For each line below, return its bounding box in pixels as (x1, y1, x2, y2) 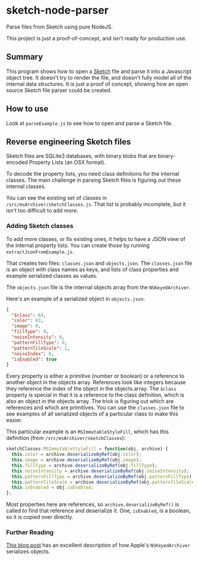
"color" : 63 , (11, 318, 44, 324)
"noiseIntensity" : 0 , (11, 334, 65, 340)
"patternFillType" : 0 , (11, 340, 68, 346)
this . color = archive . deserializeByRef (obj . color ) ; (11, 452, 142, 458)
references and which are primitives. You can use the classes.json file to (6, 404, 185, 411)
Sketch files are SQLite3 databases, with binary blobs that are (6, 153, 157, 160)
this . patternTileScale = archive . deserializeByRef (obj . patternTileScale (11, 479, 195, 485)
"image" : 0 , (11, 323, 41, 329)
